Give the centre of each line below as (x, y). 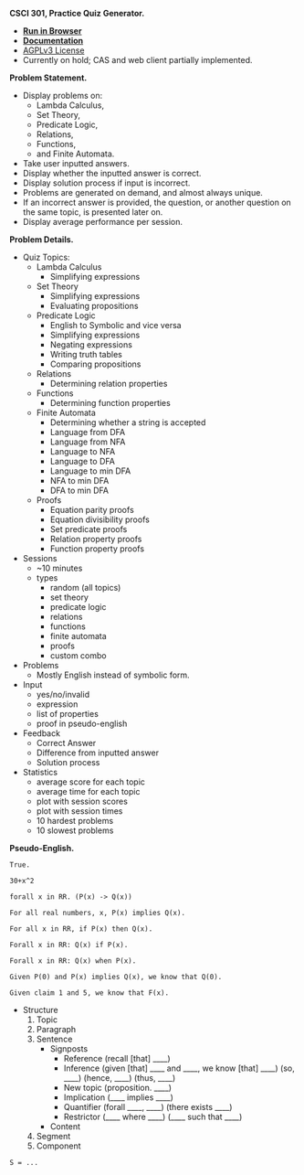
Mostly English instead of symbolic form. (113, 675)
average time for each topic (88, 791)
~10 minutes (59, 568)
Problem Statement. (48, 78)
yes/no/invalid (63, 694)
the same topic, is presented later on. (93, 212)
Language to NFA (83, 451)
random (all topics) (85, 587)
